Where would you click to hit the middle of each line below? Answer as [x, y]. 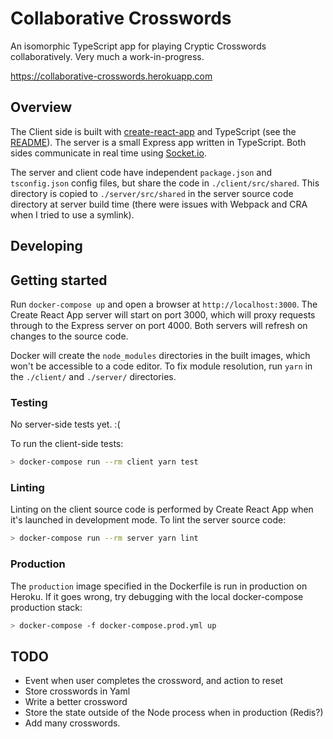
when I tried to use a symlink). [72, 214]
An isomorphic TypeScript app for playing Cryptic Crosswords [138, 46]
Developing [46, 246]
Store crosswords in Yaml [77, 691]
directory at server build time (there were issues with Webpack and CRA [159, 204]
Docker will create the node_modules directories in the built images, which [160, 355]
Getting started [59, 280]
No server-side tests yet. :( [65, 424]
